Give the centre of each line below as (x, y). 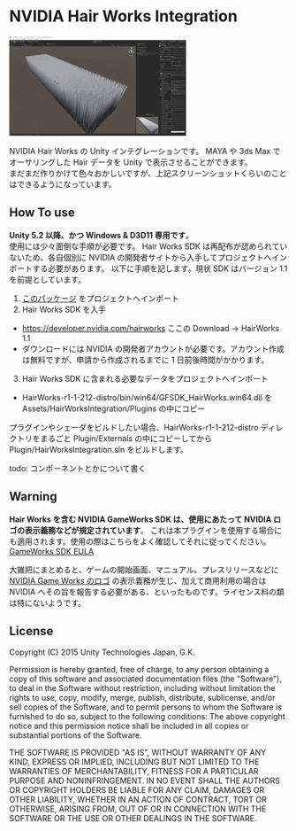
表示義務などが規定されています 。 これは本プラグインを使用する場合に (153, 530)
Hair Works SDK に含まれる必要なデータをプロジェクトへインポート (145, 378)
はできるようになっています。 (63, 184)
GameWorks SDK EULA (52, 551)
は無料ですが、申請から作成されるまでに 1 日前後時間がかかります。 (145, 360)
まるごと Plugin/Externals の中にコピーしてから (125, 438)
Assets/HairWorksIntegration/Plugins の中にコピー (114, 408)
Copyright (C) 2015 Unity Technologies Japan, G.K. (102, 652)
